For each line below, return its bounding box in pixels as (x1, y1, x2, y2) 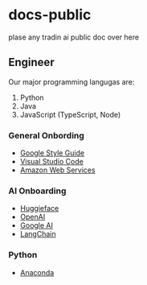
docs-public (8, 6, 92, 24)
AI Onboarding (8, 185, 67, 196)
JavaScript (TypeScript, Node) (19, 109, 121, 119)
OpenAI (19, 212, 46, 222)
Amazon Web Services (19, 165, 96, 175)
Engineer (8, 56, 55, 69)
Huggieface (19, 204, 59, 213)
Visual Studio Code (19, 157, 84, 167)
